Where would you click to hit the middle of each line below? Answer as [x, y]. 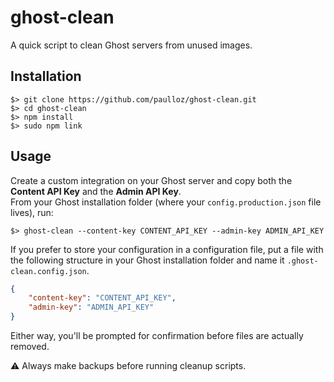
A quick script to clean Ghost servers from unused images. [131, 45]
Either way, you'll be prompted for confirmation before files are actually [157, 336]
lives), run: [32, 212]
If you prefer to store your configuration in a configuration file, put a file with [167, 249]
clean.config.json [48, 271]
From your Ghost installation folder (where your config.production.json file [166, 202]
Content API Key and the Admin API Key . [96, 191]
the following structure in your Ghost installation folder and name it [147, 260]
